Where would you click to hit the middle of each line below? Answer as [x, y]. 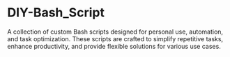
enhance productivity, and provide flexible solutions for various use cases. [114, 46]
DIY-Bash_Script [56, 13]
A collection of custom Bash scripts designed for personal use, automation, [115, 32]
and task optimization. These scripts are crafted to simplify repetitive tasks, [115, 38]
